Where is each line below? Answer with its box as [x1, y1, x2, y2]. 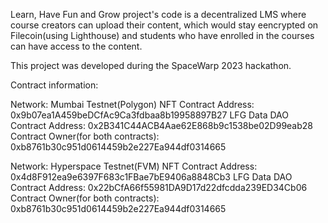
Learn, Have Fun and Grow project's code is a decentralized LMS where [10, 9, 307, 20]
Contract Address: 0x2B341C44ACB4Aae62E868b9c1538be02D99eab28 [10, 120, 313, 131]
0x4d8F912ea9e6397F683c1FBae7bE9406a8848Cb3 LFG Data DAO [10, 171, 293, 183]
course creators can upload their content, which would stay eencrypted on [10, 19, 319, 31]
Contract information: [10, 79, 99, 91]
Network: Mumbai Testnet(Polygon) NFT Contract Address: [10, 99, 255, 110]
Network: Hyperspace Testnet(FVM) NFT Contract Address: [10, 160, 258, 172]
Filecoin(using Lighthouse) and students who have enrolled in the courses [10, 30, 315, 41]
